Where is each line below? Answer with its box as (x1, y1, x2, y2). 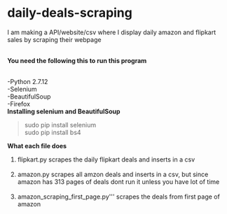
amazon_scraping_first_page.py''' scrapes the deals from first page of (17, 192, 221, 201)
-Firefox (7, 99, 30, 108)
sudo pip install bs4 (24, 128, 82, 136)
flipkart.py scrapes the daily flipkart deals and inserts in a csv (17, 155, 195, 164)
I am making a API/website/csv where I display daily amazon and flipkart (7, 28, 216, 36)
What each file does (7, 141, 67, 150)
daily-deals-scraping (7, 5, 133, 21)
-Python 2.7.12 (7, 77, 48, 85)
